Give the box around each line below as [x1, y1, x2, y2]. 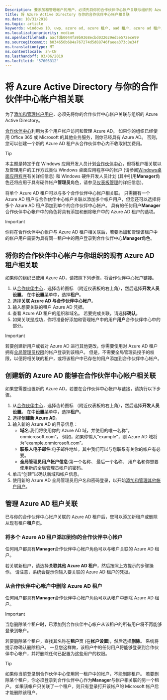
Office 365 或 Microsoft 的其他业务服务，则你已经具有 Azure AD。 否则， [10, 134, 161, 140]
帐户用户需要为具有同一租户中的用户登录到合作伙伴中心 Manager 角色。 [9, 235, 155, 241]
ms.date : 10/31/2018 [5, 16, 48, 21]
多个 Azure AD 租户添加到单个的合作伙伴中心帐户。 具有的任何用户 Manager [5, 202, 161, 208]
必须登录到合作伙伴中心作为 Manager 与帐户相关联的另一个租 [35, 677, 159, 683]
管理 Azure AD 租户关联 [5, 500, 78, 508]
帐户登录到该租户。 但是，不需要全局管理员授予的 [48, 350, 150, 355]
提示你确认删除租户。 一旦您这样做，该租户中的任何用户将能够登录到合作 [5, 644, 155, 651]
